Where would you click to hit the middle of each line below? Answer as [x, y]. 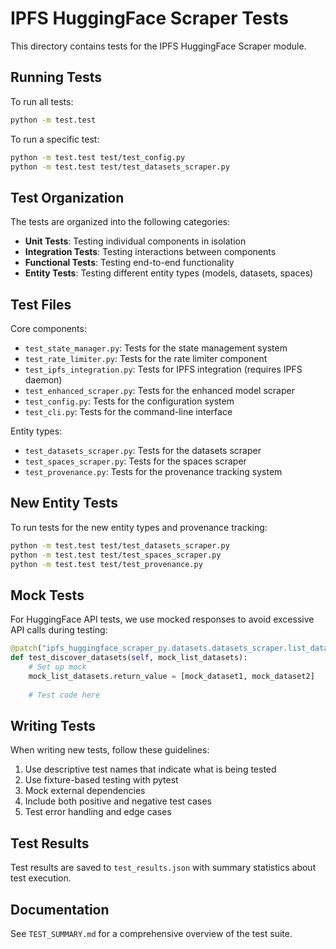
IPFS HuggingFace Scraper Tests [149, 18]
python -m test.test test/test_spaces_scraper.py [116, 555]
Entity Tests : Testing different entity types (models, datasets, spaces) [169, 273]
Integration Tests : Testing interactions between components [150, 252]
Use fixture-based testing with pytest [101, 780]
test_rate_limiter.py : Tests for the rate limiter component [146, 358]
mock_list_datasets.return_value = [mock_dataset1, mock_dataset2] [171, 676]
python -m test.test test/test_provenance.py [106, 564]
